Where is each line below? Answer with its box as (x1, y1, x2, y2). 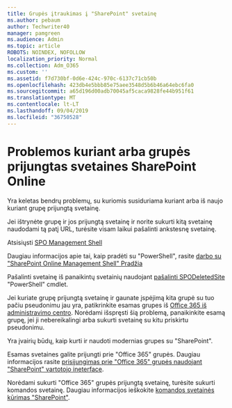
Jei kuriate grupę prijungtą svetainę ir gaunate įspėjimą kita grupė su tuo (7, 293, 215, 301)
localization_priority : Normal (7, 56, 98, 63)
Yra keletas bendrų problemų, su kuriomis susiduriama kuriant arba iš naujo (7, 196, 224, 205)
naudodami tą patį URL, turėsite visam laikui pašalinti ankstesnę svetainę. (7, 224, 217, 233)
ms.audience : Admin (7, 36, 64, 43)
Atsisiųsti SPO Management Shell (7, 238, 103, 246)
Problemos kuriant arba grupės (7, 143, 191, 159)
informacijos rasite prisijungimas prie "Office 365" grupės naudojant (7, 357, 203, 366)
